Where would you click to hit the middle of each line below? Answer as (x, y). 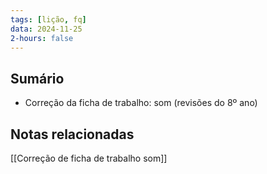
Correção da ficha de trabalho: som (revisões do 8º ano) (141, 103)
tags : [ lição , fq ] (48, 19)
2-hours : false (42, 38)
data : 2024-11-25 (46, 29)
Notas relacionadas (72, 134)
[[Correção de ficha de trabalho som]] (89, 158)
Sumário (37, 78)
